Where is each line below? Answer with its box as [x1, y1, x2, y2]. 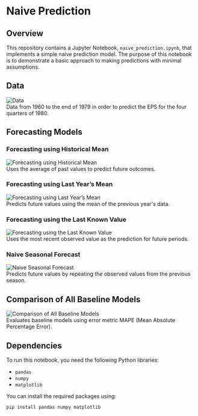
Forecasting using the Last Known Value [6, 215, 127, 223]
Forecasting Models [6, 127, 83, 137]
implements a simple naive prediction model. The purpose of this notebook [6, 51, 193, 58]
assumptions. [6, 63, 40, 70]
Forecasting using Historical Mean [6, 145, 109, 154]
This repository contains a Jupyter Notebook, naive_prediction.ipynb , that [6, 44, 192, 51]
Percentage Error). [6, 323, 52, 331]
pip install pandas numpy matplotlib [6, 405, 101, 411]
